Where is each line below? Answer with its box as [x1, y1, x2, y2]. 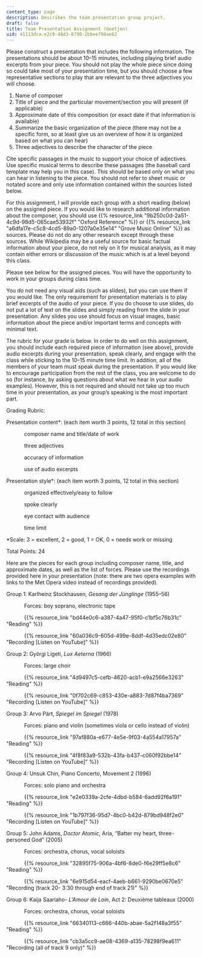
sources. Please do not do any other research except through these [6, 231, 174, 239]
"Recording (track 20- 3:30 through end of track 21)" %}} [6, 884, 149, 892]
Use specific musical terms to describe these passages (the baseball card [6, 162, 191, 169]
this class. [6, 257, 31, 264]
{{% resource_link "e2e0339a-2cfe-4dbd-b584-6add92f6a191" [24, 793, 182, 801]
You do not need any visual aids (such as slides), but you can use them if [6, 287, 188, 294]
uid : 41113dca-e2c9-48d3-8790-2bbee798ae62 [6, 31, 118, 38]
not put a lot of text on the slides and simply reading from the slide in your [6, 306, 190, 314]
